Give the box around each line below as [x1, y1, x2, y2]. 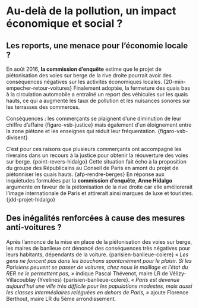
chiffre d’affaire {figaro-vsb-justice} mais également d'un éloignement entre [6, 121, 192, 128]
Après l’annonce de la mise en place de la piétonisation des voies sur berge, [6, 238, 192, 245]
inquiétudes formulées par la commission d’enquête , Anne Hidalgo [6, 177, 172, 184]
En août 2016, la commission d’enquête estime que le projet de [6, 65, 162, 73]
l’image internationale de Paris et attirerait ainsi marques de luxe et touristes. [6, 190, 194, 197]
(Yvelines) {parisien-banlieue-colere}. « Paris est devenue [37, 276, 180, 283]
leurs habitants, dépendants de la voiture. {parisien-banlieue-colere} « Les [6, 251, 189, 258]
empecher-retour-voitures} [6, 84, 72, 92]
